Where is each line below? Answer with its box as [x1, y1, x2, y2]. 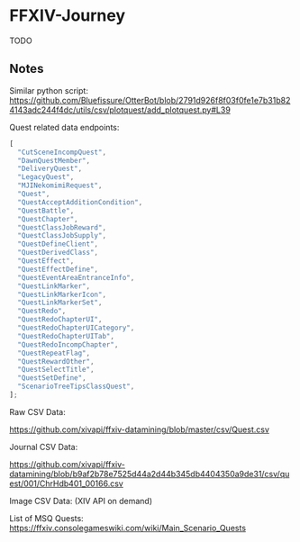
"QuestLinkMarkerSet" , [17, 298, 103, 307]
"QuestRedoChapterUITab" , [17, 331, 115, 340]
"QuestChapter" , [17, 214, 78, 223]
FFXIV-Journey [9, 5, 126, 26]
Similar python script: [9, 85, 88, 95]
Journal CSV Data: [9, 441, 78, 452]
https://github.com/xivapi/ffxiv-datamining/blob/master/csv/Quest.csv [9, 424, 270, 435]
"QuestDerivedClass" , [17, 248, 99, 257]
